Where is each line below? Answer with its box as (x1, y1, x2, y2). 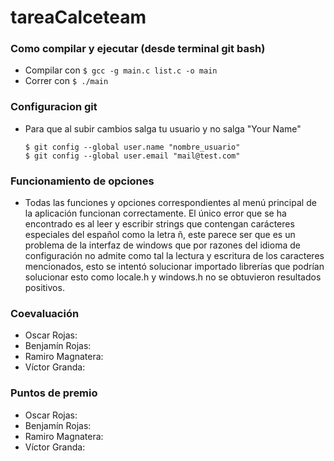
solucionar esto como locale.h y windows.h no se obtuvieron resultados (24, 271, 322, 283)
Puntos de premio (10, 386, 98, 400)
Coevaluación (10, 307, 80, 320)
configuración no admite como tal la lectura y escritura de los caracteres (24, 250, 325, 262)
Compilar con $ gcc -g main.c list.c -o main (24, 64, 218, 76)
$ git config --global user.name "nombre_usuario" (24, 142, 241, 152)
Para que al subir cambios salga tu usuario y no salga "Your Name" (24, 122, 302, 135)
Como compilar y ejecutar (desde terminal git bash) (10, 42, 266, 56)
